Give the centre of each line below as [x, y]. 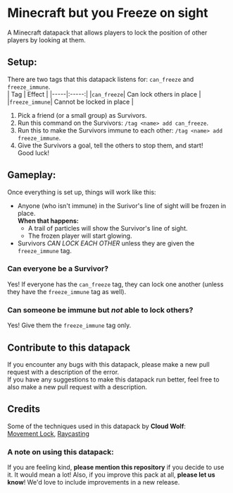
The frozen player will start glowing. [80, 236]
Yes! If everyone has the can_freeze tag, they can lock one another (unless [115, 284]
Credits [24, 409]
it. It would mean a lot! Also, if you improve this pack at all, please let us [112, 475]
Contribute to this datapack [69, 347]
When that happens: [48, 221]
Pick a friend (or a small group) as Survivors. [82, 115]
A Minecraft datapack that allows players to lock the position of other [107, 32]
